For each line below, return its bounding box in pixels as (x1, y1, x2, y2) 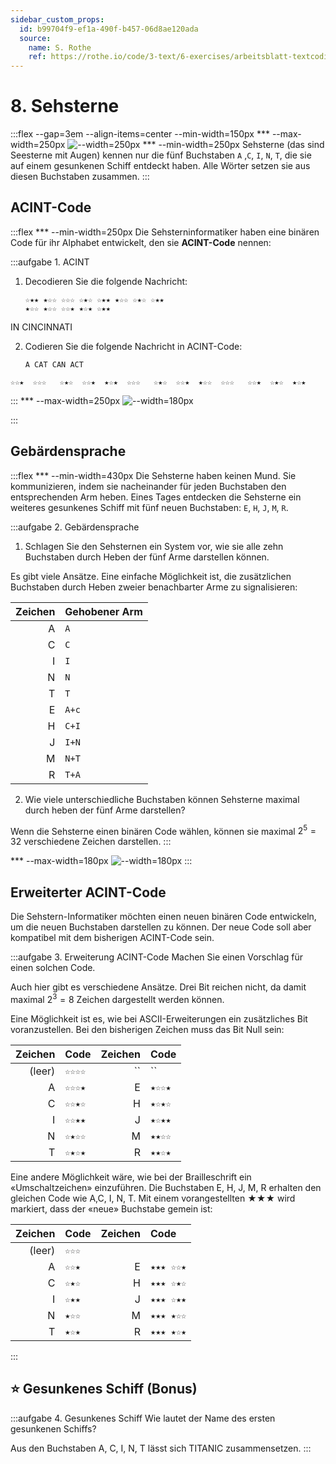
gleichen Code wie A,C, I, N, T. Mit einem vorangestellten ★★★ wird (10, 1192, 296, 1204)
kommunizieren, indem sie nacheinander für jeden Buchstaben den (10, 480, 287, 492)
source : (19, 33, 52, 43)
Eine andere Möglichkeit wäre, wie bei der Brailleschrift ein (10, 1171, 252, 1183)
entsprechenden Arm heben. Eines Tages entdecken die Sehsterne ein (10, 491, 302, 503)
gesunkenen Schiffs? (10, 1422, 97, 1435)
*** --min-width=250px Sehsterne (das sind (142, 139, 325, 151)
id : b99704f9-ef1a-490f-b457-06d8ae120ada (19, 24, 199, 34)
